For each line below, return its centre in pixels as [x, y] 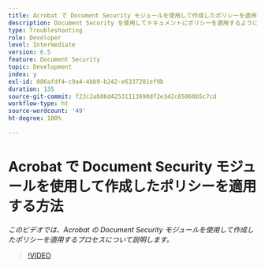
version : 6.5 [30, 52]
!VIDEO [39, 255]
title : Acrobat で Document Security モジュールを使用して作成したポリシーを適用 [132, 15]
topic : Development [40, 67]
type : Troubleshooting [45, 30]
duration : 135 [32, 89]
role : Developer [35, 38]
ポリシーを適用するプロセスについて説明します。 [94, 239]
